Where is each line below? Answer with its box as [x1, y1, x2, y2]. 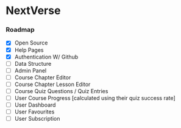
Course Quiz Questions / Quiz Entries [14, 87, 108, 94]
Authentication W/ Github [14, 53, 79, 60]
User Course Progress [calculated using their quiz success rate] [14, 94, 176, 101]
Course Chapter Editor [14, 74, 71, 81]
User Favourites [14, 108, 55, 116]
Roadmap [5, 26, 35, 34]
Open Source [14, 39, 48, 46]
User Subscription [14, 115, 60, 123]
